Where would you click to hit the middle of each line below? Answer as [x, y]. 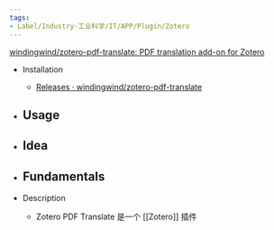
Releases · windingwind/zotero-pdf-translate [119, 87]
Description [44, 198]
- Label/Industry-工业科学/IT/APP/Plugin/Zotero [100, 26]
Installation [43, 69]
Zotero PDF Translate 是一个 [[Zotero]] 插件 [116, 216]
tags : [19, 18]
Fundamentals [64, 176]
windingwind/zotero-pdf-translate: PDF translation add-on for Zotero [137, 51]
